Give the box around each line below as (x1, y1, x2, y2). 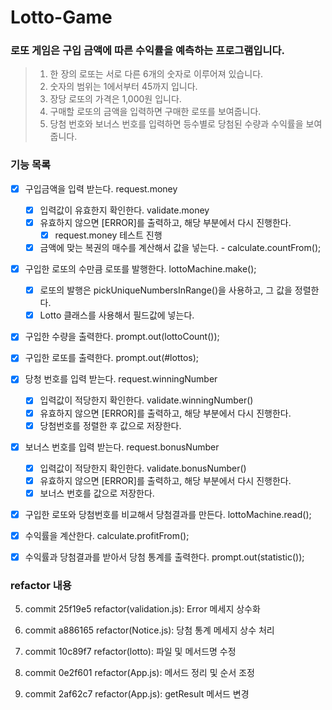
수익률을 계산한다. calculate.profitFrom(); (24, 529, 190, 541)
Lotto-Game (10, 6, 113, 29)
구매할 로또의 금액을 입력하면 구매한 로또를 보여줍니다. (49, 106, 262, 118)
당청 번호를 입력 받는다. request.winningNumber (24, 373, 218, 385)
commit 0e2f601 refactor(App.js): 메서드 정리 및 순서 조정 (24, 667, 255, 679)
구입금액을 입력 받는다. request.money (24, 182, 178, 195)
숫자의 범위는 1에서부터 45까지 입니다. (49, 81, 198, 93)
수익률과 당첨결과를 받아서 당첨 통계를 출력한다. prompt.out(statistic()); (24, 551, 305, 563)
